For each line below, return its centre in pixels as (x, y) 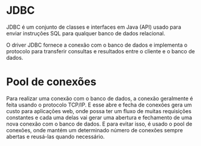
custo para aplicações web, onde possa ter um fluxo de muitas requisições (99, 111)
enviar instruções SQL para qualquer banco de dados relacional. (86, 33)
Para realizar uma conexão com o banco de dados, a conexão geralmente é (100, 98)
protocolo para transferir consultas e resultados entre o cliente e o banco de (100, 51)
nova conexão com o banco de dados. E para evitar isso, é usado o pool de (99, 124)
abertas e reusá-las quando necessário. (55, 136)
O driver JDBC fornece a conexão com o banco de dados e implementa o (97, 45)
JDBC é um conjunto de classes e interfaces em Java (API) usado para (94, 27)
